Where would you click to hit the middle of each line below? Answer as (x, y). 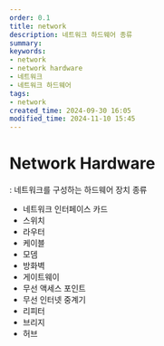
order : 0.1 (30, 18)
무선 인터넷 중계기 (54, 300)
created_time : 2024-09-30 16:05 (70, 111)
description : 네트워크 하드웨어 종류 (71, 34)
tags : (19, 93)
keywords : (28, 52)
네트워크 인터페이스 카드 (65, 209)
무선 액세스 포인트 (54, 288)
